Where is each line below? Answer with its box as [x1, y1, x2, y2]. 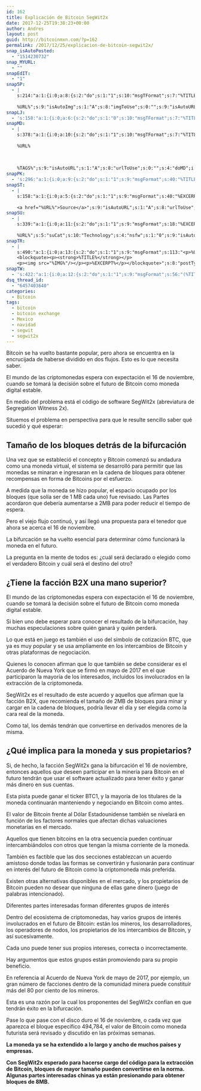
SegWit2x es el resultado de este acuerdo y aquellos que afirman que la [6, 691, 184, 698]
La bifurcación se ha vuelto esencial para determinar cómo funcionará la [6, 536, 185, 543]
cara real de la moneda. [6, 711, 65, 717]
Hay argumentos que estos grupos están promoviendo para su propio [6, 956, 178, 963]
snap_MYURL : [6, 59, 36, 65]
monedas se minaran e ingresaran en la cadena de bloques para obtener [6, 469, 185, 476]
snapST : [6, 182, 26, 188]
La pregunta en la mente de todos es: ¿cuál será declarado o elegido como [6, 554, 191, 561]
